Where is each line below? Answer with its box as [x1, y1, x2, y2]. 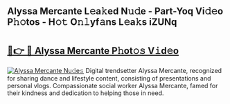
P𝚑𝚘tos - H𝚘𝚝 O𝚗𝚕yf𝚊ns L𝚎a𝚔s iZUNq [7, 17, 177, 28]
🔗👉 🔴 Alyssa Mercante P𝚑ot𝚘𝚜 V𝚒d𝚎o [7, 45, 179, 56]
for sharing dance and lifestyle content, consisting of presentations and [7, 74, 211, 82]
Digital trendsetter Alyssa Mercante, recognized [85, 67, 222, 74]
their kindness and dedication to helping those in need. [7, 89, 164, 97]
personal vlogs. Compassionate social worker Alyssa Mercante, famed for [7, 82, 218, 90]
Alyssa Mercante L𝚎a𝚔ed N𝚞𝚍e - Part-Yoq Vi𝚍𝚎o [7, 6, 224, 17]
